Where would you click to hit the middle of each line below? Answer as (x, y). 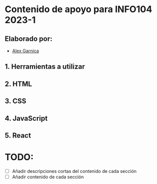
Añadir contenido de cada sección (48, 177)
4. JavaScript (26, 118)
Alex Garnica (25, 51)
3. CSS (15, 101)
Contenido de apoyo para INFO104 (78, 9)
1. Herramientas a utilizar (45, 67)
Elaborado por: (29, 39)
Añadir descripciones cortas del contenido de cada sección (74, 171)
